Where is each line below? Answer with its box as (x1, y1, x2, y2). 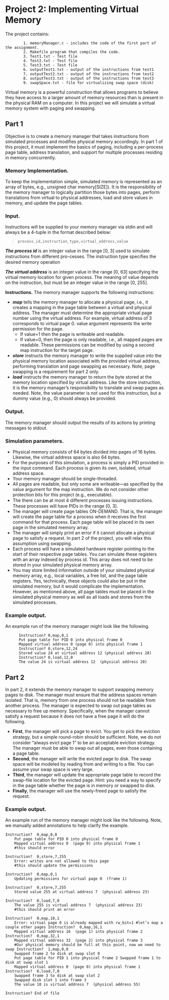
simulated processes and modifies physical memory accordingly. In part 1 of (5, 138, 163, 145)
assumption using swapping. (12, 540, 72, 546)
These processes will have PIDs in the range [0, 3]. (12, 503, 118, 509)
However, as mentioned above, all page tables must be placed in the (12, 588, 154, 595)
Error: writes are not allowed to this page (14, 859, 109, 864)
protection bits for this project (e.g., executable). (12, 491, 113, 497)
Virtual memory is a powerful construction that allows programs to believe (5, 89, 158, 95)
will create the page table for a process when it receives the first (12, 514, 146, 520)
